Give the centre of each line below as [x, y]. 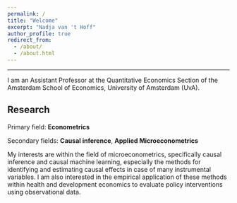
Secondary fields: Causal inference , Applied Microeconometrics [103, 140]
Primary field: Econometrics [49, 127]
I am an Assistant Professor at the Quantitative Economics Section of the [113, 80]
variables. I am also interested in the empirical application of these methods [117, 177]
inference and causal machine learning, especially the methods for [104, 162]
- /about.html [34, 54]
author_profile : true [39, 34]
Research [29, 110]
